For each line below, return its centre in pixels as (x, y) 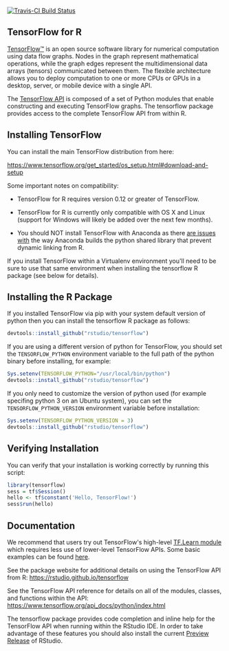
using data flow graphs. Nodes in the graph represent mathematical (103, 56)
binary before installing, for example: (59, 361)
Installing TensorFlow (54, 135)
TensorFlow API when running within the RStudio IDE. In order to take (105, 626)
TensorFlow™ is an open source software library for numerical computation (113, 49)
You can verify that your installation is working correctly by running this (108, 465)
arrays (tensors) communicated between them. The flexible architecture (109, 71)
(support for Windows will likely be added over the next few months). (115, 220)
